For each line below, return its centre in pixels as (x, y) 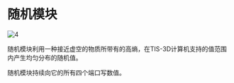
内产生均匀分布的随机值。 (45, 58)
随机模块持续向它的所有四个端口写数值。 (66, 72)
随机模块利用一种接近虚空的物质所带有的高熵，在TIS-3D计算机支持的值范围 (117, 49)
